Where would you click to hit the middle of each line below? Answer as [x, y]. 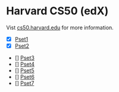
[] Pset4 [24, 65]
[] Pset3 [24, 58]
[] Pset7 [24, 83]
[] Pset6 [24, 77]
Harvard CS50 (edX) [57, 11]
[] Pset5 [24, 70]
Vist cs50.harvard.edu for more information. [60, 27]
